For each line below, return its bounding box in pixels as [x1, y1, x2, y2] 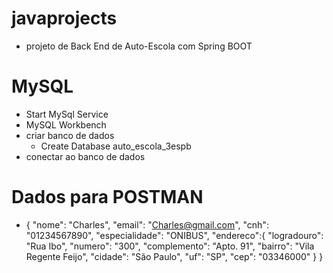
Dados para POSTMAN [11, 186, 204, 209]
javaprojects [11, 7, 118, 30]
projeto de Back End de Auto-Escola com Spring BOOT [25, 40, 253, 52]
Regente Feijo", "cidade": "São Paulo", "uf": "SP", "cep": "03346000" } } [25, 250, 324, 262]
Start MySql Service [25, 108, 109, 120]
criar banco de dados [25, 129, 115, 141]
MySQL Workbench [25, 118, 107, 131]
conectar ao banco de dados [25, 150, 146, 162]
